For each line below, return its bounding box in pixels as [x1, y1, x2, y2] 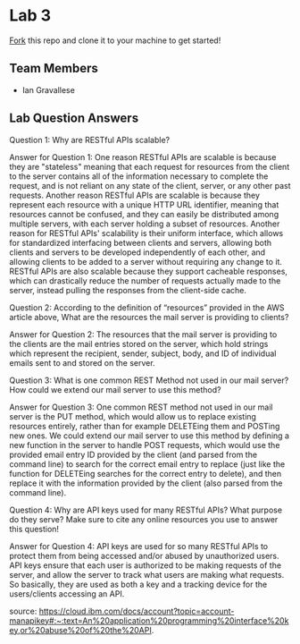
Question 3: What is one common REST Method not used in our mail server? [9, 375, 289, 386]
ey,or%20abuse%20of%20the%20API [9, 624, 152, 635]
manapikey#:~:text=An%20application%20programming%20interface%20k [9, 614, 289, 626]
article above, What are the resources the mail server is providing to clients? [9, 311, 289, 322]
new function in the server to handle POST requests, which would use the [9, 439, 280, 450]
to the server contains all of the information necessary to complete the [9, 171, 269, 182]
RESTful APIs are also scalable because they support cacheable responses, [9, 266, 288, 276]
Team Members [9, 61, 98, 76]
